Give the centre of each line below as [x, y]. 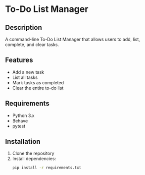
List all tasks [25, 77]
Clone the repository [33, 153]
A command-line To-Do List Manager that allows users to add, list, [72, 39]
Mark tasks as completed [38, 82]
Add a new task [28, 72]
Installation [23, 142]
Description [24, 28]
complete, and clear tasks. [32, 45]
